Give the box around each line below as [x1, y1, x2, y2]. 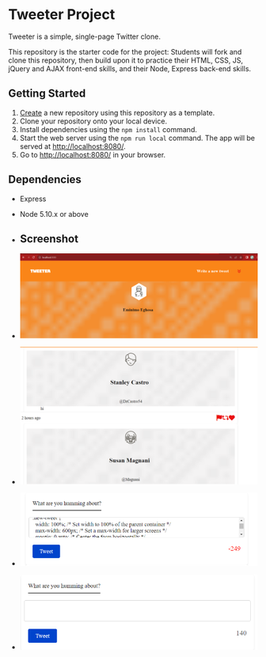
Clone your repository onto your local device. [19, 116, 168, 126]
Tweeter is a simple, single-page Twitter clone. [8, 32, 161, 41]
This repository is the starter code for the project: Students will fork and [8, 47, 242, 56]
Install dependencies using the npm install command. [19, 124, 198, 134]
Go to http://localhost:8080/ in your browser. [19, 150, 166, 159]
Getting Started [8, 87, 86, 101]
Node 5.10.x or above [19, 209, 89, 218]
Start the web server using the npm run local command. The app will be [19, 133, 256, 142]
